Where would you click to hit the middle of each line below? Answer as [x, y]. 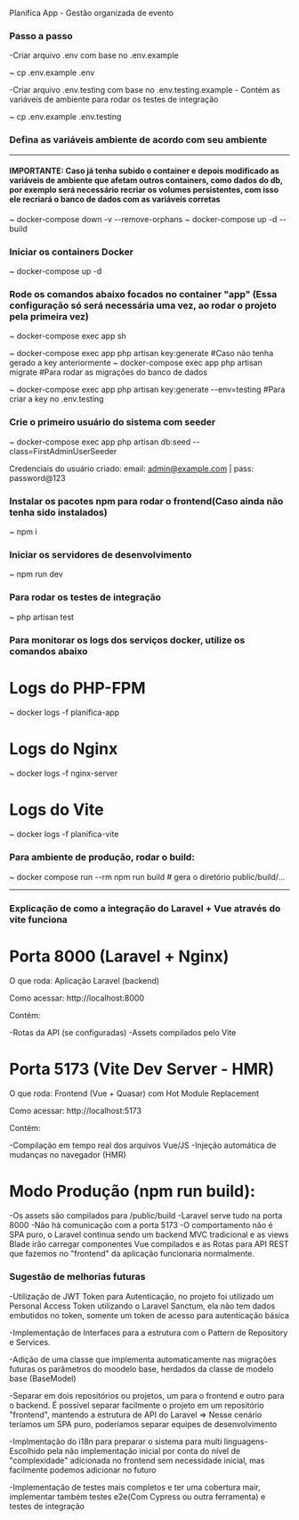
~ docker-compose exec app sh [68, 336]
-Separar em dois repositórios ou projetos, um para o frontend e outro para [147, 1395]
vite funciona [39, 919]
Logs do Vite [57, 809]
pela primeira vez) [49, 317]
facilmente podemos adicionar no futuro [83, 1470]
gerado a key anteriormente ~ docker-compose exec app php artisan [136, 363]
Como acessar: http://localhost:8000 [77, 998]
